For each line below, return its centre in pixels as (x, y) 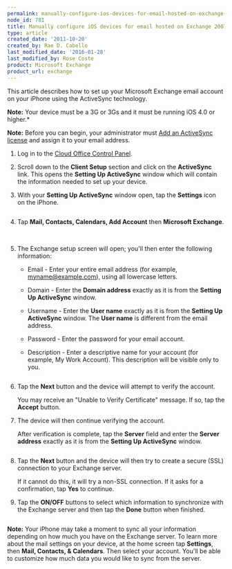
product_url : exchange (40, 71)
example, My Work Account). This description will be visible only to (123, 360)
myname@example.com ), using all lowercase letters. (103, 277)
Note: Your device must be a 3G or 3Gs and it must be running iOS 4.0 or (111, 112)
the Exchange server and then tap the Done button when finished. (111, 510)
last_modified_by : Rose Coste (51, 59)
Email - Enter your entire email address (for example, (102, 269)
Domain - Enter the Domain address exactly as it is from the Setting (124, 290)
